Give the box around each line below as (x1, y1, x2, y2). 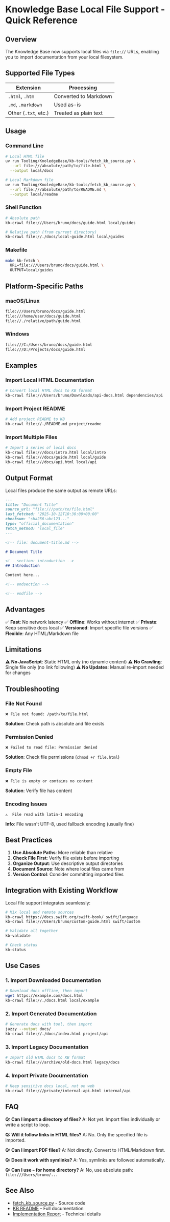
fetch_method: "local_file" (5, 526, 65, 531)
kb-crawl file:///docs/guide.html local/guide (5, 455, 106, 460)
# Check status (5, 942, 38, 948)
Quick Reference (5, 14, 78, 26)
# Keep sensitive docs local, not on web (5, 1083, 95, 1089)
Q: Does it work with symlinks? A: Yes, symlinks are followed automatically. (5, 1157, 165, 1163)
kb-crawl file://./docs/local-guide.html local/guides (5, 234, 125, 240)
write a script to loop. (5, 1121, 50, 1128)
